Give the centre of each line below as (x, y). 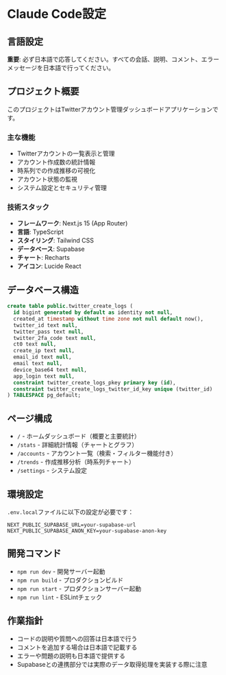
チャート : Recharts (43, 258)
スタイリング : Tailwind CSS (55, 241)
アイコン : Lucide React (49, 266)
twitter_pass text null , (49, 332)
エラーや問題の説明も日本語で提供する (71, 656)
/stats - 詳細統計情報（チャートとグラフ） (77, 445)
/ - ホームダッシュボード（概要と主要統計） (78, 437)
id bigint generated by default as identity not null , (93, 312)
